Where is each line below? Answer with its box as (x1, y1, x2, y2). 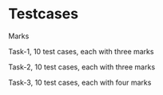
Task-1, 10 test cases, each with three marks (8, 46, 154, 56)
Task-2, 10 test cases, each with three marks (8, 61, 156, 72)
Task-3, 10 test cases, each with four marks (8, 77, 152, 87)
